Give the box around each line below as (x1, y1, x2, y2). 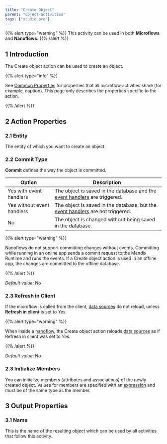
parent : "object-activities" (5, 12, 66, 17)
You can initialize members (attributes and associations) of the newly (5, 377, 147, 383)
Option (20, 179, 37, 186)
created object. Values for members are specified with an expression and (5, 382, 155, 388)
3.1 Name (5, 417, 28, 424)
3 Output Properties (5, 402, 68, 410)
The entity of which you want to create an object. (5, 143, 106, 149)
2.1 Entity (5, 132, 28, 139)
